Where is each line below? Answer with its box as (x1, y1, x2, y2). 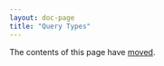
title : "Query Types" (9, 22, 92, 31)
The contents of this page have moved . (9, 46, 156, 57)
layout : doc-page (9, 13, 75, 23)
